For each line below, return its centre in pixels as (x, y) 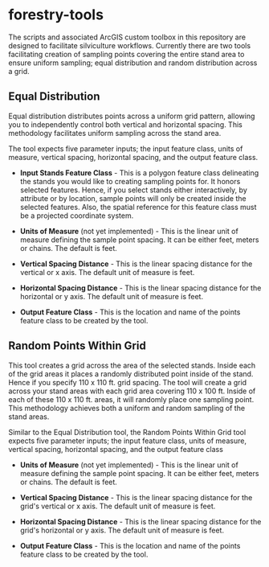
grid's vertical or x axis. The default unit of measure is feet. (118, 506)
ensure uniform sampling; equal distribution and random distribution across (133, 63)
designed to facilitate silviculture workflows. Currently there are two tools (130, 45)
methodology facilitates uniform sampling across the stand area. (115, 133)
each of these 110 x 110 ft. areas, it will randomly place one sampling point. (131, 399)
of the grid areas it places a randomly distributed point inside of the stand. (131, 374)
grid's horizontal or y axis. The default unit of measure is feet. (122, 530)
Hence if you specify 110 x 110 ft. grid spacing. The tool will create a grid (128, 382)
